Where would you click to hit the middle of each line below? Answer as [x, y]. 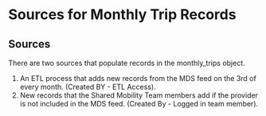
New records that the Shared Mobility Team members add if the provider [139, 95]
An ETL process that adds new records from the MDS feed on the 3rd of [138, 78]
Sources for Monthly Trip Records [122, 15]
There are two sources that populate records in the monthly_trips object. [127, 63]
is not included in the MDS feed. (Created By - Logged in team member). [139, 104]
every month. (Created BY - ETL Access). [88, 87]
